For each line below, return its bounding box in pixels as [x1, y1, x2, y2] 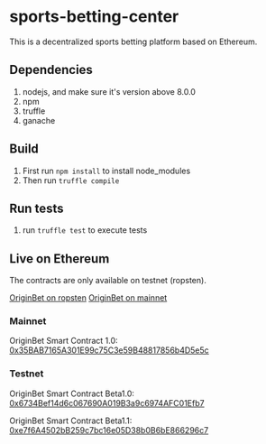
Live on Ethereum [9, 251, 110, 266]
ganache [22, 115, 56, 125]
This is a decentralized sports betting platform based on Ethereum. [9, 36, 258, 47]
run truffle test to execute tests [22, 225, 148, 236]
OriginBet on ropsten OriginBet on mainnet [9, 292, 168, 303]
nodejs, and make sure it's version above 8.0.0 [22, 86, 197, 97]
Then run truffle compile [22, 174, 120, 186]
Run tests [9, 200, 64, 216]
